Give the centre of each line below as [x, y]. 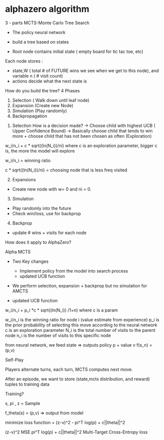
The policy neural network [39, 32]
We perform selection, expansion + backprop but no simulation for [80, 285]
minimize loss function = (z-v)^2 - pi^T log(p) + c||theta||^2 [65, 422]
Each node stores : [24, 61]
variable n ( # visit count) [37, 76]
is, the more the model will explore [40, 151]
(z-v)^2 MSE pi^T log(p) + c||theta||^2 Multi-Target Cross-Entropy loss [76, 432]
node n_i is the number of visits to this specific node [58, 335]
